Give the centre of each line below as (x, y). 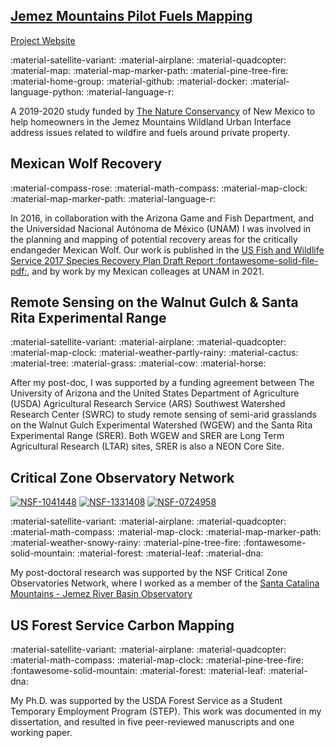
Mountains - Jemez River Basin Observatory (101, 594)
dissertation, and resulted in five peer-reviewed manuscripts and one (152, 722)
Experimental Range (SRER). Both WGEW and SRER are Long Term (147, 436)
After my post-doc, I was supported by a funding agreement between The (162, 383)
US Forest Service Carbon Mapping (122, 625)
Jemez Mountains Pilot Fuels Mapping (131, 16)
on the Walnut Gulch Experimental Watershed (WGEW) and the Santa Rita (161, 425)
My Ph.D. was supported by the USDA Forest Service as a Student (146, 701)
